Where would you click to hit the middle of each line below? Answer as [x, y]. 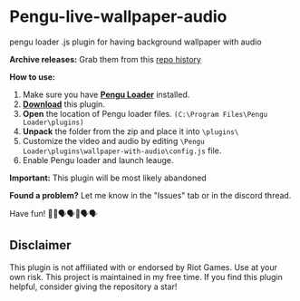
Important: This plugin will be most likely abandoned [108, 178]
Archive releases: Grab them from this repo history [106, 59]
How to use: [33, 77]
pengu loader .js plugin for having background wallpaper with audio [135, 42]
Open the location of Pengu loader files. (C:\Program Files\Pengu [145, 113]
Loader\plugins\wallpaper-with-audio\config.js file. [122, 150]
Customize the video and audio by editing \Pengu [114, 141]
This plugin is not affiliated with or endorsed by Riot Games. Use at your [144, 267]
